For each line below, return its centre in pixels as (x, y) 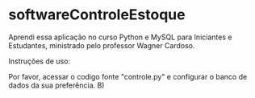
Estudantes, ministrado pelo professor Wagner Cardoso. (102, 45)
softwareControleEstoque (97, 15)
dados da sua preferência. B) (56, 85)
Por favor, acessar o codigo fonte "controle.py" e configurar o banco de (128, 76)
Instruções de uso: (40, 61)
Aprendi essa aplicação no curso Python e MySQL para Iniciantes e (120, 37)
